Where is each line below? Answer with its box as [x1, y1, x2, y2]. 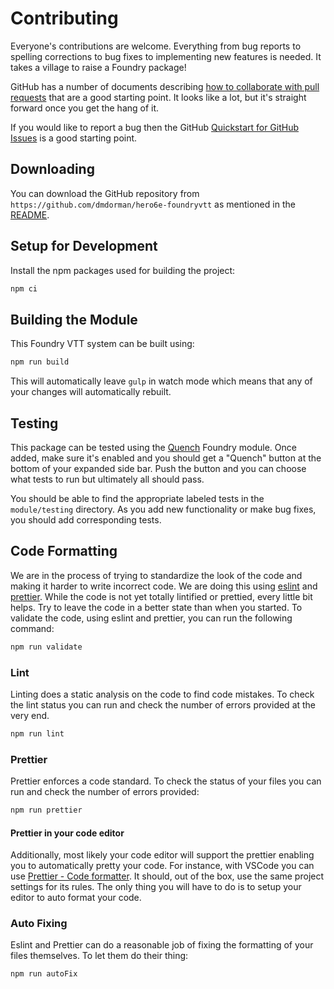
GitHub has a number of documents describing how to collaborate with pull [10, 80, 320, 92]
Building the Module [10, 311, 138, 328]
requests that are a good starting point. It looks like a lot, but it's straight [10, 91, 307, 103]
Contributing [10, 7, 119, 30]
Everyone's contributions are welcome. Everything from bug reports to [10, 40, 302, 52]
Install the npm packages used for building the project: [10, 264, 236, 276]
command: [10, 622, 55, 634]
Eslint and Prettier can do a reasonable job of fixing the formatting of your [10, 939, 314, 951]
